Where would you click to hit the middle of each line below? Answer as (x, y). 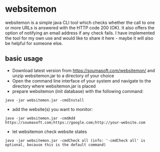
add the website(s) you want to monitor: (52, 109)
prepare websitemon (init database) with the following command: (78, 91)
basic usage (24, 59)
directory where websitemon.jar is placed (54, 86)
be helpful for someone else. (34, 43)
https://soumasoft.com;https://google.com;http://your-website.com (75, 122)
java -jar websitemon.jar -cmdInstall (45, 100)
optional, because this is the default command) (56, 145)
